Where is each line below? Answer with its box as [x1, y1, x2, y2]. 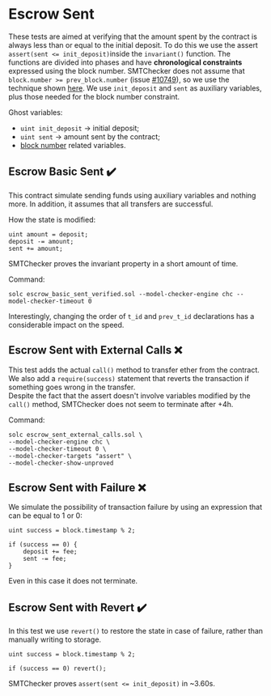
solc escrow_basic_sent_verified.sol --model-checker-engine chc [8, 290, 233, 298]
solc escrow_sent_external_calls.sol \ [8, 431, 143, 439]
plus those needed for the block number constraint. [8, 91, 180, 101]
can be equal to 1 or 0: [8, 511, 83, 520]
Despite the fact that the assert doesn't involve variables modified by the [8, 390, 251, 401]
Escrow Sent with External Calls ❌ [8, 343, 183, 357]
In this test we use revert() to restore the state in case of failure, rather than [8, 626, 264, 636]
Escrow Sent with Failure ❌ [8, 481, 146, 494]
